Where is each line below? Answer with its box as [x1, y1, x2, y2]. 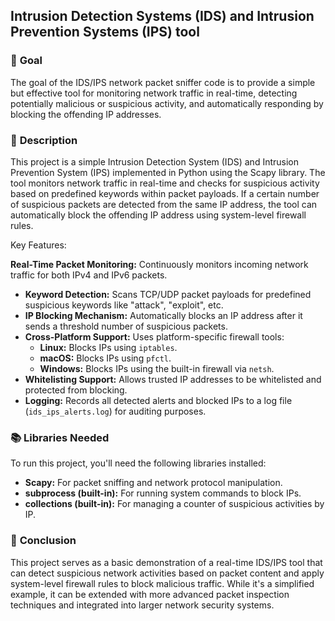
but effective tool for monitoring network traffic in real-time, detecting [10, 87, 298, 99]
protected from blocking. [24, 384, 128, 396]
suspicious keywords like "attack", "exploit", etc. [24, 299, 224, 311]
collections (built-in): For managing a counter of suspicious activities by [24, 498, 325, 510]
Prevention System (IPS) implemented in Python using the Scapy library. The [10, 166, 326, 178]
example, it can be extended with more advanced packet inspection [10, 588, 290, 600]
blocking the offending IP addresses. [10, 108, 162, 120]
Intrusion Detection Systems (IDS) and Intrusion [10, 8, 315, 25]
